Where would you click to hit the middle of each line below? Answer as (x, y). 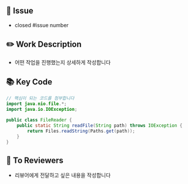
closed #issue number (41, 25)
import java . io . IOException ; (42, 110)
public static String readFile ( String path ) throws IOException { (100, 125)
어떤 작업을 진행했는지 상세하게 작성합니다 (63, 62)
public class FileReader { (39, 120)
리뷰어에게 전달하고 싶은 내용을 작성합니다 (63, 175)
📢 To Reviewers (35, 160)
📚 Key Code (29, 82)
